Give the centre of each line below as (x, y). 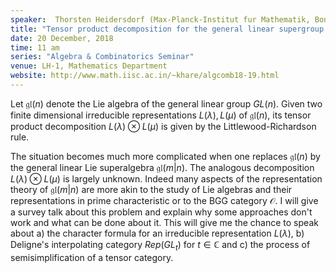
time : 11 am (35, 47)
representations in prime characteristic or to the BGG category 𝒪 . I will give (164, 200)
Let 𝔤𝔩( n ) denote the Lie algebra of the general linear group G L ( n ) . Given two (166, 103)
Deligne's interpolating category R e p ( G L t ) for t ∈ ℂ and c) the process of (160, 245)
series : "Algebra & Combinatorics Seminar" (102, 57)
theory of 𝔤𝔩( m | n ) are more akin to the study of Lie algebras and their (151, 189)
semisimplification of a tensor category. (92, 257)
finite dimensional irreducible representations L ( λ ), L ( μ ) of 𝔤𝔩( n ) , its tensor (161, 115)
